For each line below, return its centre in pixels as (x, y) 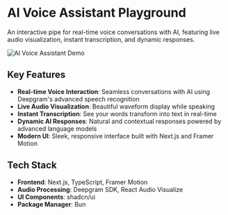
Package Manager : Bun (51, 204)
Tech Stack (32, 165)
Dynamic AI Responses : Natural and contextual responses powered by (119, 121)
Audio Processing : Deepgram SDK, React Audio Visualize (100, 189)
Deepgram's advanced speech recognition (79, 99)
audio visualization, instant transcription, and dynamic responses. (101, 39)
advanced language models (57, 128)
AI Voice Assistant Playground (97, 13)
